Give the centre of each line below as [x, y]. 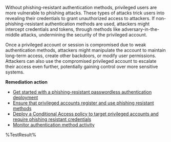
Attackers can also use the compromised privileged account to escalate [81, 61]
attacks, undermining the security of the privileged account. [84, 35]
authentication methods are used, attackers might [97, 24]
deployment [25, 97]
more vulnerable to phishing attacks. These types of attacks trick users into [85, 13]
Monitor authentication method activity [54, 125]
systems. [15, 72]
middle [13, 35]
